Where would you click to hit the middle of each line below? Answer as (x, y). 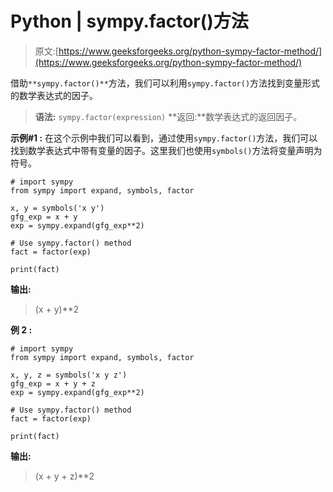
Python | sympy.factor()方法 (129, 21)
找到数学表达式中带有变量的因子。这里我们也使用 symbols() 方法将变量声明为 (166, 150)
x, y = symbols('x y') (57, 208)
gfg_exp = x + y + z (53, 383)
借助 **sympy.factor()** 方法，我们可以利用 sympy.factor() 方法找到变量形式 (165, 83)
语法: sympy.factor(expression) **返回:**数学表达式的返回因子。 (168, 116)
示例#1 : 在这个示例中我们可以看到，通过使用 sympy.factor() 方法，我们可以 (164, 138)
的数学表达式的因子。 (54, 95)
